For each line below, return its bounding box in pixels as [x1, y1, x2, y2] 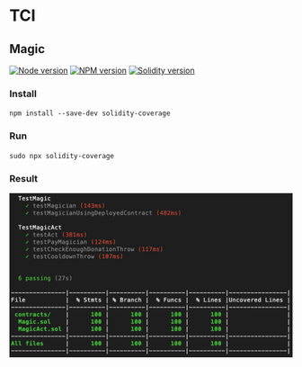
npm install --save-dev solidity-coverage [9, 109, 171, 118]
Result [9, 172, 39, 184]
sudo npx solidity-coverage [9, 151, 115, 160]
